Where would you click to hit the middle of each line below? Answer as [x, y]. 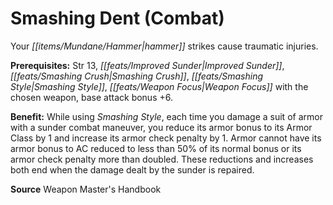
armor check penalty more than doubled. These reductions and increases [162, 159]
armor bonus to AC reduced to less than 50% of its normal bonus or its [156, 148]
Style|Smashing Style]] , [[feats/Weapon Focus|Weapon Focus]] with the [159, 86]
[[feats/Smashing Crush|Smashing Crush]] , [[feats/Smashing [136, 76]
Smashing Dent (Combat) [117, 18]
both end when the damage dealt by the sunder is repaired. [132, 169]
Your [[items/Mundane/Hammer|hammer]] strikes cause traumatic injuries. [164, 46]
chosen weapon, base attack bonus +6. [91, 97]
